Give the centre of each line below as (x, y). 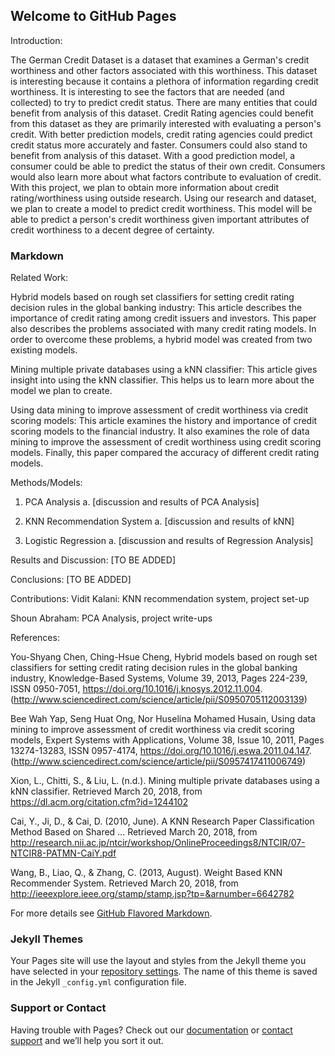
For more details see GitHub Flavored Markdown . (111, 913)
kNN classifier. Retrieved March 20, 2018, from (106, 791)
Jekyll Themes (47, 939)
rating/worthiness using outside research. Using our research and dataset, (163, 198)
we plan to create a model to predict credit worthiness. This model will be (161, 208)
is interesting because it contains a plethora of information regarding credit (164, 81)
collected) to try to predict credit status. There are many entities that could (164, 102)
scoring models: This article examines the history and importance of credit (164, 421)
